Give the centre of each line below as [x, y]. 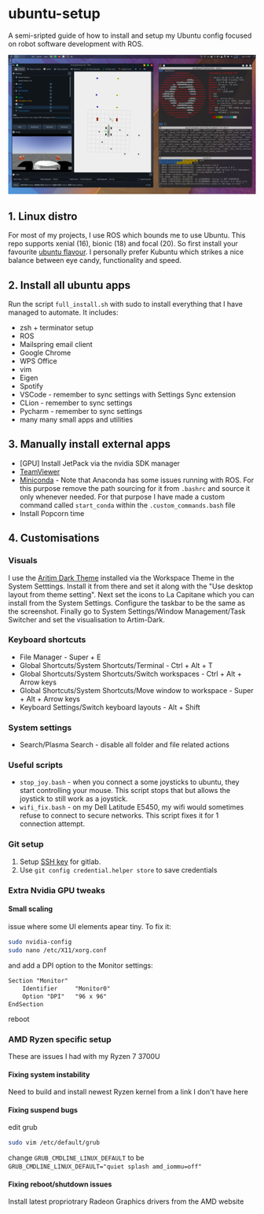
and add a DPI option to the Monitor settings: [81, 965]
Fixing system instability [49, 1074]
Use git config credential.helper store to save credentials [118, 869]
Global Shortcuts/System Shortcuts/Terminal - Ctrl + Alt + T [116, 665]
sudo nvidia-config [40, 942]
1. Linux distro [43, 216]
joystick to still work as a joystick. [73, 799]
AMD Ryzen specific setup [60, 1039]
